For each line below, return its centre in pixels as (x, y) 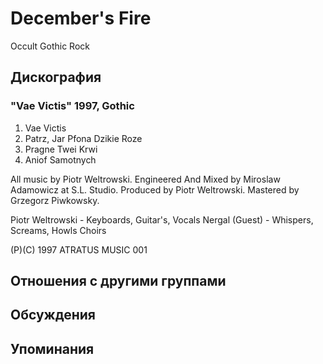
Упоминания (52, 348)
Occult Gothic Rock (50, 46)
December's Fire (81, 18)
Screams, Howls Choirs (58, 230)
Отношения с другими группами (118, 281)
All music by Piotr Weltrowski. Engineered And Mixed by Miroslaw (145, 179)
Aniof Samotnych (60, 159)
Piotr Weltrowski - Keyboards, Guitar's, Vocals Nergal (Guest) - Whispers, (162, 219)
